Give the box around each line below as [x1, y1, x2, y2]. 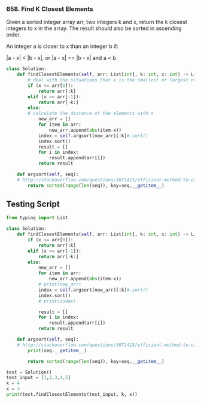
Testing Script [6, 199, 60, 210]
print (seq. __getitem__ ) [28, 347, 87, 353]
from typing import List [6, 215, 68, 221]
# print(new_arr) [38, 281, 82, 287]
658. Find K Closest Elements [6, 5, 94, 13]
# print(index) [38, 298, 77, 304]
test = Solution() [6, 369, 52, 375]
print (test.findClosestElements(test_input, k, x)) [6, 392, 138, 398]
